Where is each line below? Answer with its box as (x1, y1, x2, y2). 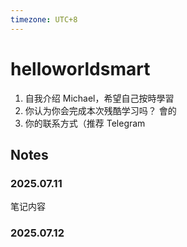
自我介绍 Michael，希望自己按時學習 (24, 92, 175, 104)
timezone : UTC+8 (10, 14, 78, 25)
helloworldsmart (10, 57, 151, 80)
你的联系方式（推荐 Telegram (24, 117, 146, 129)
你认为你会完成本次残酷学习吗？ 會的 (24, 104, 177, 116)
